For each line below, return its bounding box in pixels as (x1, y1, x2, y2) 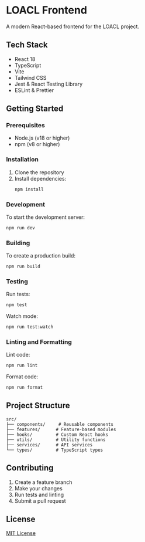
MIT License (6, 530, 36, 537)
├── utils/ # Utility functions (6, 436, 106, 443)
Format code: (6, 373, 39, 380)
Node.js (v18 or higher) (14, 134, 70, 141)
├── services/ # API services (6, 442, 93, 448)
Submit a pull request (14, 497, 66, 504)
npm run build (6, 263, 41, 270)
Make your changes (14, 485, 63, 492)
